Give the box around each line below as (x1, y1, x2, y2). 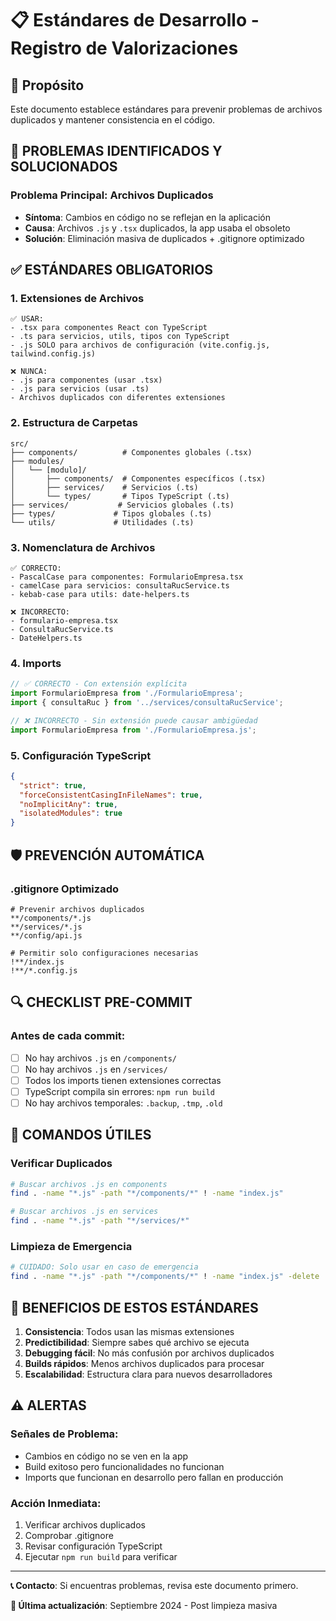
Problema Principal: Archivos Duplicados (10, 188, 214, 202)
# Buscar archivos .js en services (10, 1207, 159, 1217)
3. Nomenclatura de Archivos (10, 540, 156, 554)
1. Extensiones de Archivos (10, 292, 145, 305)
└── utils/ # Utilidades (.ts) (10, 517, 195, 527)
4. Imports (10, 656, 62, 670)
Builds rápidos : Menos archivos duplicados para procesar (24, 1357, 265, 1369)
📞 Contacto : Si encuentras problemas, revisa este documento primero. (10, 1579, 299, 1591)
